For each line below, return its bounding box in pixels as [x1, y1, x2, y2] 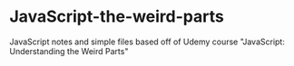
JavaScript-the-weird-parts [9, 6, 224, 27]
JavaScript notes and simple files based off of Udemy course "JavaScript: [9, 36, 286, 47]
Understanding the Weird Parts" [9, 45, 129, 56]
